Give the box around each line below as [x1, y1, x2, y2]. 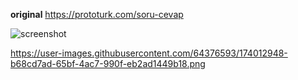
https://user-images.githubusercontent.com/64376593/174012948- [10, 47, 288, 59]
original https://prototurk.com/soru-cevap [10, 9, 184, 20]
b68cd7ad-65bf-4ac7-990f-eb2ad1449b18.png [10, 58, 206, 69]
